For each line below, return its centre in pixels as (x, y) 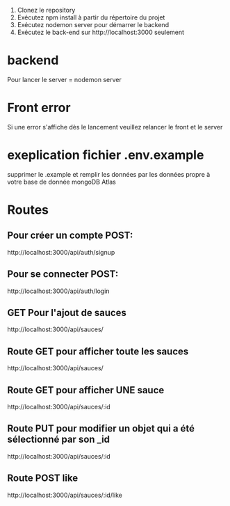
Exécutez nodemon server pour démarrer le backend (93, 25)
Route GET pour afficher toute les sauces (98, 351)
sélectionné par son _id (58, 440)
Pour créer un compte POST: (70, 236)
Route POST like (43, 479)
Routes (28, 210)
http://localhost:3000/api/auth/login (58, 291)
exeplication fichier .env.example (106, 155)
